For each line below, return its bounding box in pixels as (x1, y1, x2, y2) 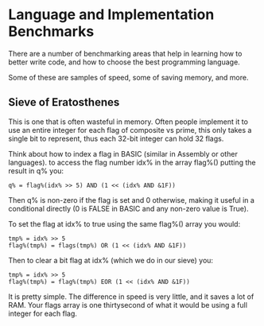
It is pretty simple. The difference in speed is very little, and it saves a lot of (8, 292, 254, 301)
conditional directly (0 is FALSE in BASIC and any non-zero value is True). (8, 204, 249, 213)
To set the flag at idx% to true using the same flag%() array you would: (8, 219, 241, 228)
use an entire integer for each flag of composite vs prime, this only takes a (8, 125, 252, 134)
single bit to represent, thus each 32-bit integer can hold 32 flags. (8, 134, 224, 143)
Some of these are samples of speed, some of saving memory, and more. (8, 72, 249, 82)
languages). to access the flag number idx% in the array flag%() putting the (8, 157, 256, 167)
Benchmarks (8, 22, 95, 41)
